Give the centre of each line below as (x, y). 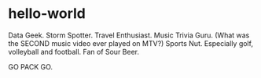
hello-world (47, 14)
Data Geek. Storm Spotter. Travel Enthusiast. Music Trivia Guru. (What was (129, 35)
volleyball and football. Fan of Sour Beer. (74, 51)
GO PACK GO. (31, 66)
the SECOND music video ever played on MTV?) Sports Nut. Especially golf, (131, 43)
